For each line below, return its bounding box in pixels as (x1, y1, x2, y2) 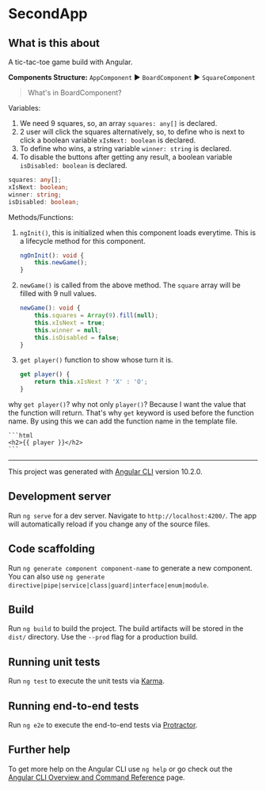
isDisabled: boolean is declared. (19, 161, 128, 170)
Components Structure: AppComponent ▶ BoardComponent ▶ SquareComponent (8, 73, 256, 82)
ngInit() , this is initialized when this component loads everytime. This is (19, 227, 256, 237)
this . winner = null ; (34, 326, 102, 334)
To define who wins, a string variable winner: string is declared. (19, 144, 232, 153)
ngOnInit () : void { (19, 251, 85, 260)
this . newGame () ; (34, 259, 88, 267)
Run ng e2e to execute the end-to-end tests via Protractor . (8, 720, 198, 730)
